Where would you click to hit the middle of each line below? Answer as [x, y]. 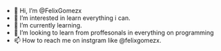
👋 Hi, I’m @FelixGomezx [48, 11]
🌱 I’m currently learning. [48, 25]
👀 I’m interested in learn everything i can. [72, 18]
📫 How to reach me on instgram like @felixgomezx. [87, 40]
